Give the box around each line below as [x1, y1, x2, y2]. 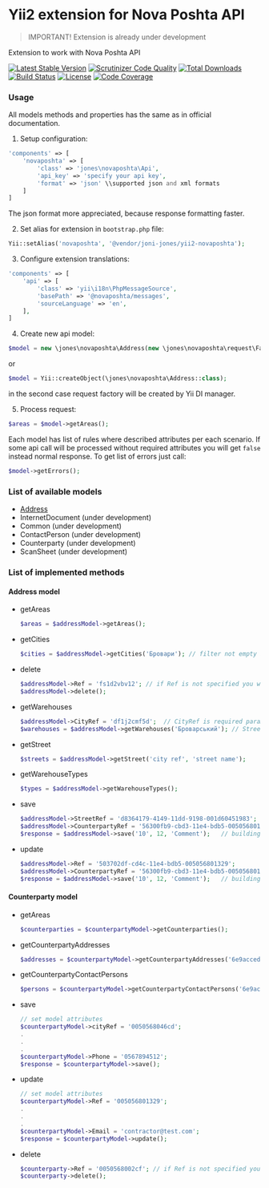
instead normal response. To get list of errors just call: [8, 451, 187, 461]
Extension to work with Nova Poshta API [8, 47, 141, 57]
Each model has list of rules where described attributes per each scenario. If [8, 434, 261, 444]
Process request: [19, 405, 77, 414]
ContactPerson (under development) [19, 530, 142, 539]
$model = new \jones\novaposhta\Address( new [8, 345, 159, 353]
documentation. [8, 119, 61, 128]
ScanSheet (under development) [19, 547, 128, 556]
